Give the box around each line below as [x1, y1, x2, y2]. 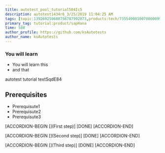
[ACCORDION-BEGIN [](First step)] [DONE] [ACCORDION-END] [5, 123, 134, 129]
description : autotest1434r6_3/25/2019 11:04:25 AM [5, 12, 113, 17]
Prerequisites [5, 90, 47, 99]
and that [12, 67, 29, 73]
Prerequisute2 [12, 109, 41, 114]
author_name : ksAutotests [5, 35, 58, 40]
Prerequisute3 [12, 113, 41, 120]
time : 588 [5, 25, 26, 30]
